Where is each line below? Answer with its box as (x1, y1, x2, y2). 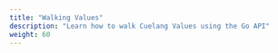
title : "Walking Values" (9, 13, 104, 22)
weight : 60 (9, 30, 51, 39)
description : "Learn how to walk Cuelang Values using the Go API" (9, 22, 271, 31)
